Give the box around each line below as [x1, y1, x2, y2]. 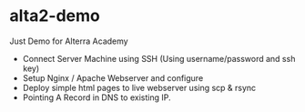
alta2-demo [9, 5, 100, 26]
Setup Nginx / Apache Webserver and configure [22, 72, 204, 83]
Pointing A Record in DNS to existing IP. [22, 92, 171, 103]
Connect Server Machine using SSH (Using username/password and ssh [22, 53, 296, 64]
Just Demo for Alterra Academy [9, 36, 129, 46]
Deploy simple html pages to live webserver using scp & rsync [22, 82, 257, 93]
